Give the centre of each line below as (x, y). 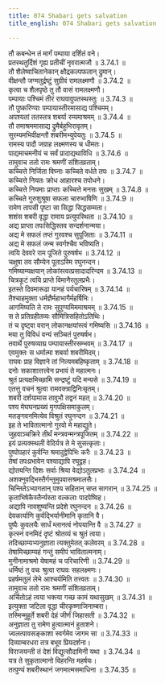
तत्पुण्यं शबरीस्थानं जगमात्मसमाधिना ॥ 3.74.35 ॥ (72, 669)
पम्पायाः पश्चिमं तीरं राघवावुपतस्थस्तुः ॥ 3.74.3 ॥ (70, 98)
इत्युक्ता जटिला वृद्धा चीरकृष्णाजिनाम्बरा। (58, 606)
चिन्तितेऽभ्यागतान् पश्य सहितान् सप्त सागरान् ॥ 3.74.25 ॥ (83, 488)
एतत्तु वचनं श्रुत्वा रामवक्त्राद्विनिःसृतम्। (54, 388)
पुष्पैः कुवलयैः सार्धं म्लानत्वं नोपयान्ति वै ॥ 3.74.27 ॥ (74, 524)
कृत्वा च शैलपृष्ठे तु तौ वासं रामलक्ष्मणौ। (57, 89)
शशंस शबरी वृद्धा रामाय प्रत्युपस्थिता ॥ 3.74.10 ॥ (70, 216)
